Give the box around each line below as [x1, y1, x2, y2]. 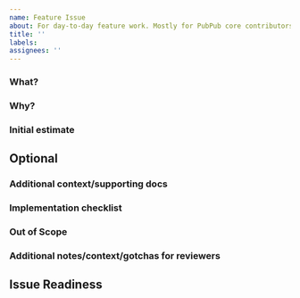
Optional [9, 151, 58, 166]
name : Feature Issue [9, 12, 87, 22]
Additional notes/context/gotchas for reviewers [9, 249, 221, 261]
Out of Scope [9, 226, 68, 238]
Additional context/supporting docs [9, 178, 168, 190]
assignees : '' [9, 46, 62, 55]
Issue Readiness [9, 277, 103, 293]
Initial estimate [9, 123, 75, 136]
